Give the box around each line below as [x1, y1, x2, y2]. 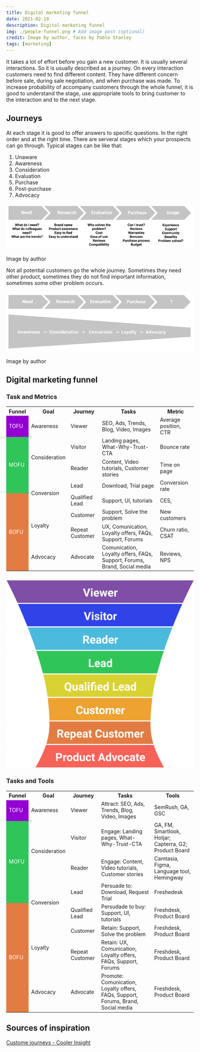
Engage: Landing [101, 827, 143, 834]
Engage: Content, [101, 858, 144, 865]
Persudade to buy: [101, 903, 146, 910]
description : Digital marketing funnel [6, 22, 105, 28]
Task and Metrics [6, 392, 58, 401]
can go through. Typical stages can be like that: [6, 142, 123, 149]
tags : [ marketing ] [6, 41, 52, 47]
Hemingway [154, 874, 183, 881]
